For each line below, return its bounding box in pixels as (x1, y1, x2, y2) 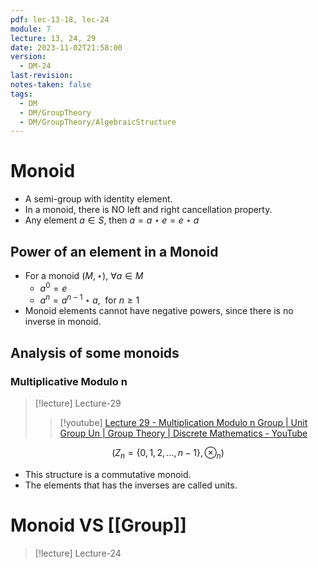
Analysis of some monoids (10, 344, 180, 361)
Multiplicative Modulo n (10, 374, 128, 388)
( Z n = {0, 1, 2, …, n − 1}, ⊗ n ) (111, 447, 225, 461)
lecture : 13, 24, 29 (10, 33, 97, 43)
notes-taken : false (10, 80, 92, 90)
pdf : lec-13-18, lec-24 (10, 14, 110, 25)
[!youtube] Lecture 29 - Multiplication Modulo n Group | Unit (59, 417, 308, 428)
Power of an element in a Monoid (10, 243, 219, 260)
